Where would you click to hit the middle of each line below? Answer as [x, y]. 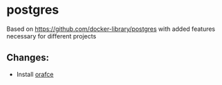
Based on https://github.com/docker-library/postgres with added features [111, 29]
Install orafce [35, 74]
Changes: [28, 58]
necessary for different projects [51, 36]
